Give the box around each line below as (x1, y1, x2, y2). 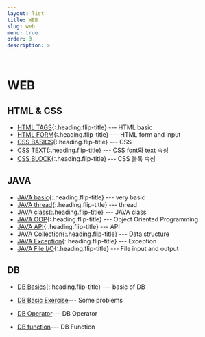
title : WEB (7, 17, 38, 23)
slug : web (7, 23, 36, 30)
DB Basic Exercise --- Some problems (16, 296, 123, 304)
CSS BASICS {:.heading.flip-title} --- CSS (16, 138, 132, 146)
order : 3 (7, 36, 32, 43)
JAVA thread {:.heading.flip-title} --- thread (16, 200, 138, 208)
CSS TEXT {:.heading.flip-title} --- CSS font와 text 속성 (16, 146, 169, 154)
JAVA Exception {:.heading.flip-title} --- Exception (16, 237, 157, 245)
